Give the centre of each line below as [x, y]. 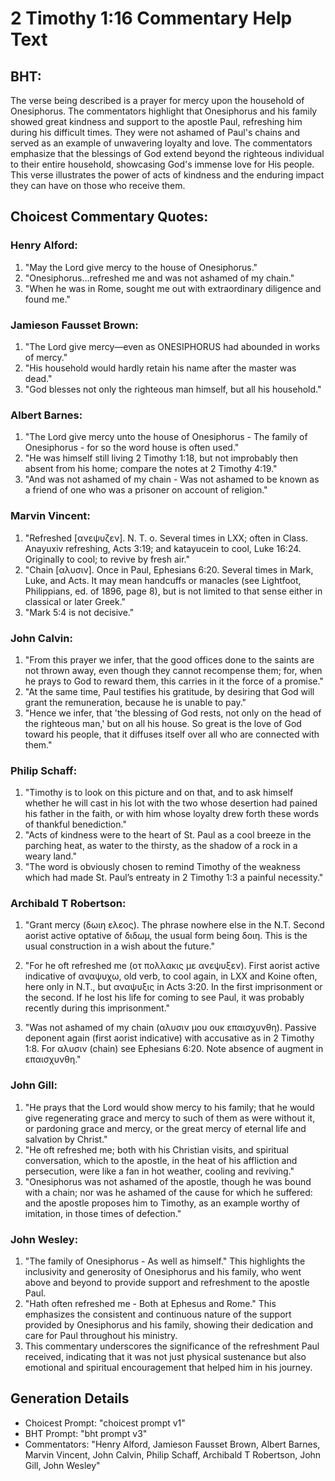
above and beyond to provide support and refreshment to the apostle [167, 1283]
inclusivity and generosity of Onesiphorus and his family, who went [163, 1272]
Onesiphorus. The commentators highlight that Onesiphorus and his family [164, 111]
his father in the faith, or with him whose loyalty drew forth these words [172, 814]
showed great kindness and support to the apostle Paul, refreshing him [156, 121]
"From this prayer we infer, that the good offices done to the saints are [169, 659]
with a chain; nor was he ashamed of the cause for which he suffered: [168, 1192]
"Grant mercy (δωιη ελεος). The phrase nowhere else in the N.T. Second [174, 925]
